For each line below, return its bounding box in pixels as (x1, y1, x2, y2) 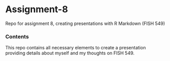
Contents (5, 33, 29, 40)
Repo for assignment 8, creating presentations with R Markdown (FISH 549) (5, 20, 165, 26)
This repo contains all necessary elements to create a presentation (5, 45, 146, 51)
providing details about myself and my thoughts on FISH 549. (5, 50, 135, 56)
